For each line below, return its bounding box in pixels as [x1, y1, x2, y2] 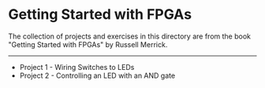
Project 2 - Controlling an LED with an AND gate [19, 71, 176, 80]
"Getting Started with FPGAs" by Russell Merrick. [8, 39, 168, 49]
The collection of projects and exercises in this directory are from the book [8, 31, 251, 41]
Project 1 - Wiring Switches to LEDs [19, 62, 135, 71]
